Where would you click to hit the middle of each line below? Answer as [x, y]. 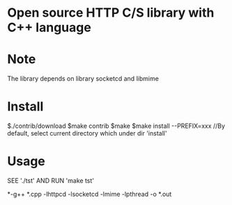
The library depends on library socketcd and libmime [83, 79]
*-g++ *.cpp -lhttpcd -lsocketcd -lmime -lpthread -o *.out [90, 194]
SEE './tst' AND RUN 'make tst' [51, 181]
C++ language [49, 27]
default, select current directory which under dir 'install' [87, 133]
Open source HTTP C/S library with [111, 13]
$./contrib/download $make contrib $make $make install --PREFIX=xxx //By [116, 126]
